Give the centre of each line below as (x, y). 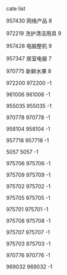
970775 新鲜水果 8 (29, 71)
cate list (16, 9)
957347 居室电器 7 (29, 58)
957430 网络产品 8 (29, 21)
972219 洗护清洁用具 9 (34, 33)
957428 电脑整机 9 (29, 46)
